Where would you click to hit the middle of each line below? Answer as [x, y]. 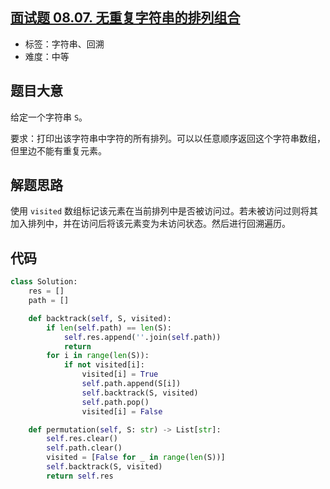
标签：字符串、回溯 [64, 44]
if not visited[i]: [104, 365]
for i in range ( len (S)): [98, 356]
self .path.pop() [115, 402]
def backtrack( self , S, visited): [100, 318]
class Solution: [44, 282]
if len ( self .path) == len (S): [109, 328]
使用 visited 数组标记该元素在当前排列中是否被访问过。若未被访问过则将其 [164, 211]
